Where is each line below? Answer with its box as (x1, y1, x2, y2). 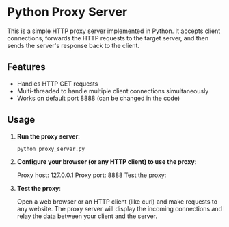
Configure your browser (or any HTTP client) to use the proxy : (16, 158, 197, 166)
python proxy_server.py (16, 145, 85, 152)
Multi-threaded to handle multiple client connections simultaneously (16, 86, 209, 95)
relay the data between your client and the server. (16, 212, 157, 220)
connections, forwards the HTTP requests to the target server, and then (7, 34, 209, 42)
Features (7, 61, 46, 73)
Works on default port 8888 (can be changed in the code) (16, 94, 180, 102)
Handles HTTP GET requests (16, 80, 98, 88)
